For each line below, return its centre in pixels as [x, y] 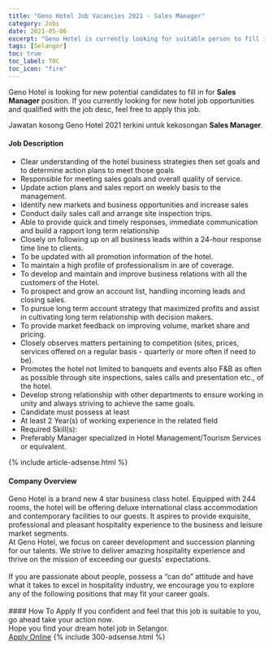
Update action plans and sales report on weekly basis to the [121, 187]
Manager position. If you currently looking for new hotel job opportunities [131, 100]
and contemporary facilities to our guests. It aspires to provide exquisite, [130, 516]
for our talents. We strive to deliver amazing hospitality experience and [127, 551]
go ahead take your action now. [61, 620]
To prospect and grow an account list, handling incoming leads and [132, 291]
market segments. [39, 534]
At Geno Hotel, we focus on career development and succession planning [132, 542]
